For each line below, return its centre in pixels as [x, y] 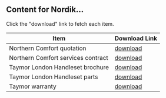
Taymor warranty [33, 86]
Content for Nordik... [45, 10]
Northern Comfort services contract [59, 58]
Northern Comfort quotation [48, 48]
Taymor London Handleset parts [54, 77]
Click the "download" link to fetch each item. [60, 23]
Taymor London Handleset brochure [59, 67]
